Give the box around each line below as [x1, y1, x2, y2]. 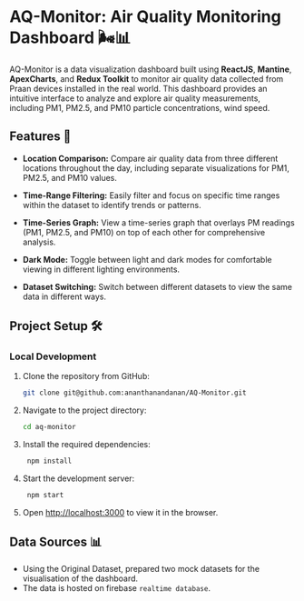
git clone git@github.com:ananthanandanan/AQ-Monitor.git [22, 388, 247, 397]
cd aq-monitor [22, 423, 76, 432]
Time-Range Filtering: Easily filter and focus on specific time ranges [22, 189, 280, 201]
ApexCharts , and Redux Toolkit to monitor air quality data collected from [9, 73, 284, 84]
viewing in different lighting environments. [22, 264, 180, 275]
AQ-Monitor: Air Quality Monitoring [9, 6, 281, 27]
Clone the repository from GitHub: [22, 371, 150, 382]
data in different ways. [22, 291, 107, 302]
